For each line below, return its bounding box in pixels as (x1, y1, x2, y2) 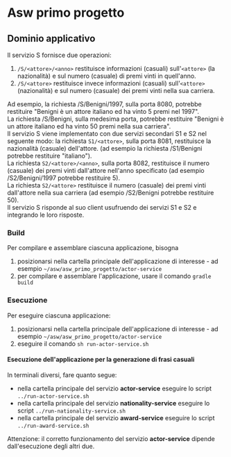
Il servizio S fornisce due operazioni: (7, 51, 112, 59)
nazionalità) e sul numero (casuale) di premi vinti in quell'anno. (17, 72, 196, 80)
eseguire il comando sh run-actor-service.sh (17, 339, 149, 348)
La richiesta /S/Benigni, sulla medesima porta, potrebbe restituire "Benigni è (7, 115, 224, 123)
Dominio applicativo (7, 33, 96, 44)
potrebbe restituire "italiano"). (7, 151, 92, 160)
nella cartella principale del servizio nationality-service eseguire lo (17, 399, 210, 407)
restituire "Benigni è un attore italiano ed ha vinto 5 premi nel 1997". (7, 108, 200, 115)
